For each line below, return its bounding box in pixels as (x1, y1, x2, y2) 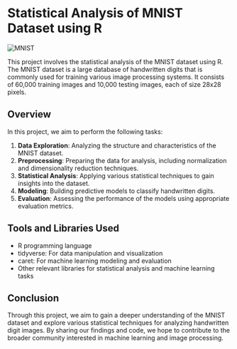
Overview (7, 108, 52, 120)
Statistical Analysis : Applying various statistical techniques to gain (17, 171, 214, 179)
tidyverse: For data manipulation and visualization (17, 249, 163, 257)
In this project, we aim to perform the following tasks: (7, 127, 163, 136)
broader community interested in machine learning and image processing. (7, 333, 224, 343)
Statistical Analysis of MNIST (7, 5, 183, 21)
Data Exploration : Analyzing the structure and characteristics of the (17, 141, 216, 150)
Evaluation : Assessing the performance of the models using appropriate (17, 194, 230, 202)
